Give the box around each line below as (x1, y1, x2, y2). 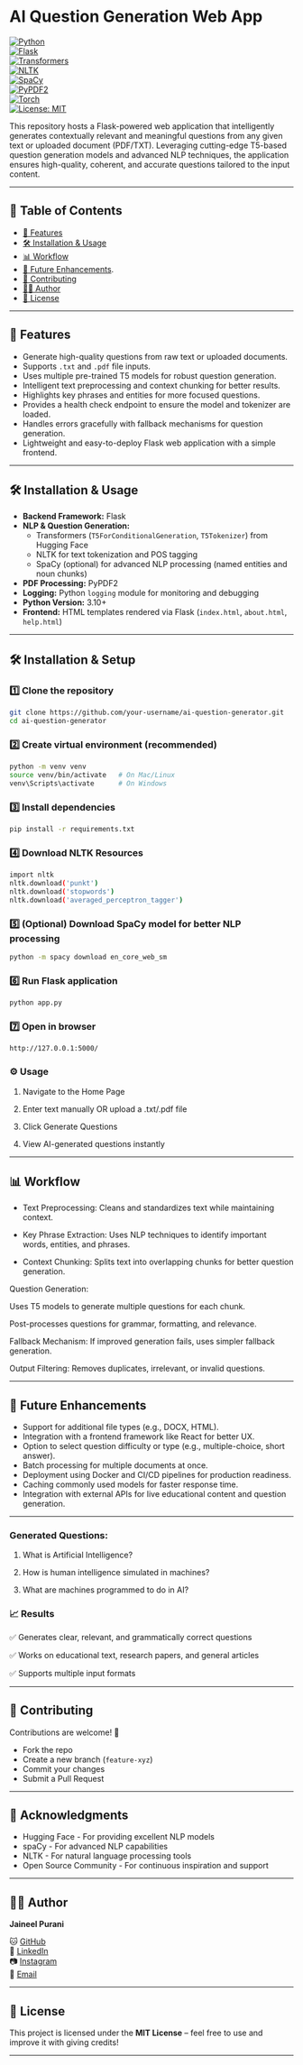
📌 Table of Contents (9, 203, 123, 218)
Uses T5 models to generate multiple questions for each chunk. (9, 1301, 246, 1312)
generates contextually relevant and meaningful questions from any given (9, 130, 283, 141)
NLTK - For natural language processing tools (22, 1850, 192, 1861)
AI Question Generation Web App (9, 6, 263, 27)
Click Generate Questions (22, 1121, 118, 1132)
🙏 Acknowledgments (9, 1807, 129, 1822)
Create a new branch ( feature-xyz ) (22, 1754, 153, 1765)
